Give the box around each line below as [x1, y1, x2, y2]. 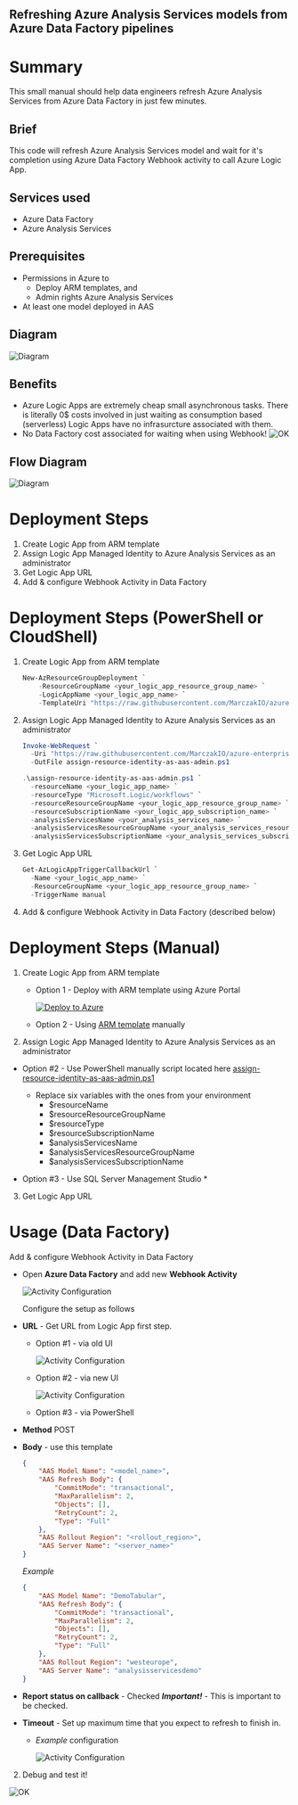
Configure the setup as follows [21, 1303, 135, 1314]
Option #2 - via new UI [35, 1372, 118, 1383]
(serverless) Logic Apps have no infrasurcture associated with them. [21, 419, 274, 430]
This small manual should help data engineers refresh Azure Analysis [9, 87, 262, 97]
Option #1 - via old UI [35, 1338, 113, 1348]
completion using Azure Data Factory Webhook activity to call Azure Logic [9, 155, 282, 166]
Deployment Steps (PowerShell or [9, 608, 264, 628]
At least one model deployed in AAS [21, 301, 154, 311]
